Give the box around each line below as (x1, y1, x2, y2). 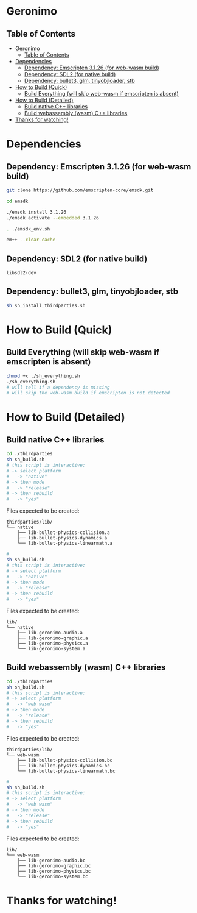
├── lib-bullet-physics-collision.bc (17, 757, 113, 763)
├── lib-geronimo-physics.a (17, 641, 88, 647)
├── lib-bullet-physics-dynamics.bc (17, 762, 111, 769)
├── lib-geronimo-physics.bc (17, 868, 91, 874)
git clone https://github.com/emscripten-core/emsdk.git (6, 187, 154, 193)
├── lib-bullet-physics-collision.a (17, 530, 111, 536)
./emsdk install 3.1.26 (6, 209, 67, 215)
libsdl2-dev (6, 270, 36, 276)
